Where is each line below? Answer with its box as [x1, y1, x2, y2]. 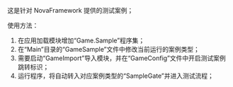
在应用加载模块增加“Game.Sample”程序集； [17, 36, 145, 45]
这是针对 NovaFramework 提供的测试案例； [7, 6, 134, 14]
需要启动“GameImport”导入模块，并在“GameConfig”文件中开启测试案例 [17, 54, 227, 62]
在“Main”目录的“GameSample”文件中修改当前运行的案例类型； [17, 45, 200, 53]
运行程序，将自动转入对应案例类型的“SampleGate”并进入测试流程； [17, 71, 214, 80]
